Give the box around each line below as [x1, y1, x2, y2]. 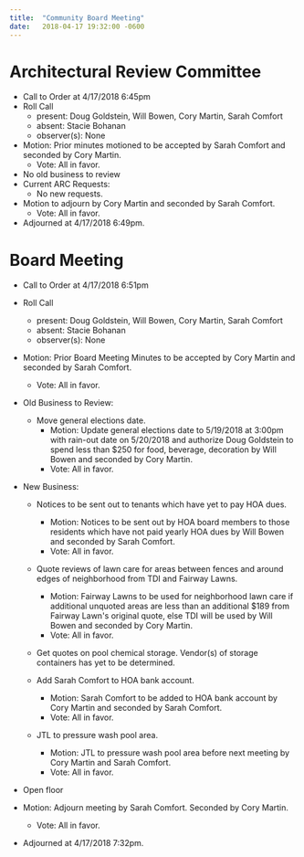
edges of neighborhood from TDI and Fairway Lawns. [36, 573, 238, 585]
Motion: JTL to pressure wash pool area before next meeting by [49, 747, 290, 758]
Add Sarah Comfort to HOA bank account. [36, 675, 194, 686]
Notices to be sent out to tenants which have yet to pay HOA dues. [36, 499, 288, 510]
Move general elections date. [36, 415, 146, 426]
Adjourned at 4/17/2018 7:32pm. [22, 838, 144, 849]
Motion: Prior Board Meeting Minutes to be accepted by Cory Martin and [22, 353, 296, 364]
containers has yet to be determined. [36, 657, 175, 668]
